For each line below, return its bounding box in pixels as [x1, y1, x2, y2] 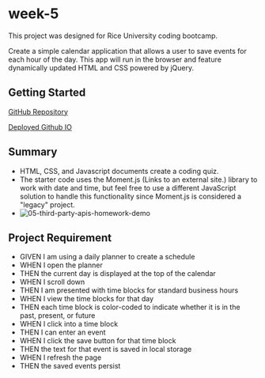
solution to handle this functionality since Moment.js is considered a [19, 191, 242, 201]
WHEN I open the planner [19, 260, 103, 270]
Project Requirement [8, 231, 112, 244]
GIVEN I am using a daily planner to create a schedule [19, 252, 195, 262]
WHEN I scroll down [19, 278, 85, 287]
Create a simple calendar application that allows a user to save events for [8, 46, 247, 55]
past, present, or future [19, 311, 96, 320]
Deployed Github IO [8, 122, 73, 131]
